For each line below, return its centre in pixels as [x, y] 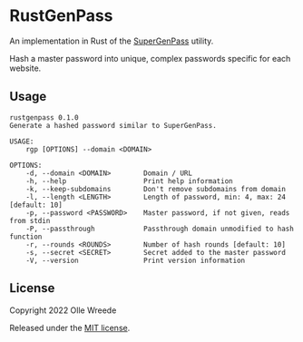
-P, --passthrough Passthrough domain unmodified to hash [160, 229]
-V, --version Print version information [136, 260]
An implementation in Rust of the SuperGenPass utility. [112, 41]
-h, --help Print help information [129, 181]
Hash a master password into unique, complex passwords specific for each [150, 58]
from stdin [30, 220]
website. [25, 68]
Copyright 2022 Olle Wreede [63, 310]
